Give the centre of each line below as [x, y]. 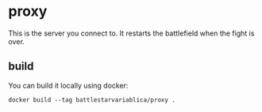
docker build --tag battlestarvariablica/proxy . [92, 100]
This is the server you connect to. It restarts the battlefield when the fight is [131, 33]
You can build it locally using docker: [68, 85]
